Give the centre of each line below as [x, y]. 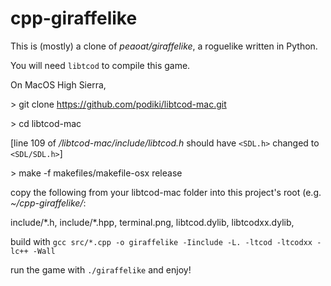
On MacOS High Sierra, [58, 84]
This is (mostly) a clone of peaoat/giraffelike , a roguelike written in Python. [164, 46]
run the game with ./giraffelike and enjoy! [101, 269]
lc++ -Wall [33, 251]
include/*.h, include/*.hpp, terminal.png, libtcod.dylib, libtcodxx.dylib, [152, 222]
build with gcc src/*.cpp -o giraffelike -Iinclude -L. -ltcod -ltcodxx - [166, 241]
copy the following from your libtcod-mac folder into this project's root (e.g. [166, 192]
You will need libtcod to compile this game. [100, 65]
